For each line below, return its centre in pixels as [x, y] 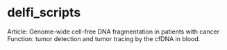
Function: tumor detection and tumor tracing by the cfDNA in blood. [104, 38]
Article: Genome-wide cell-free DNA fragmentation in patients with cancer [113, 32]
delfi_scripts [44, 13]
